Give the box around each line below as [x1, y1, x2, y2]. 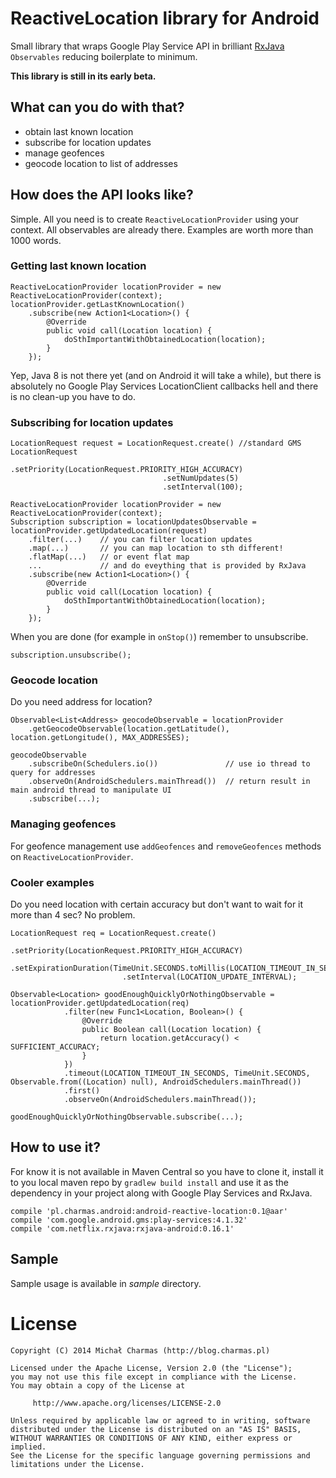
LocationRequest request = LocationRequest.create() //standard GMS [10, 438, 302, 449]
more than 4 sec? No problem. [10, 909, 136, 921]
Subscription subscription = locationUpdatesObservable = [10, 517, 257, 527]
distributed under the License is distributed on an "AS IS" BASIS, [10, 1424, 302, 1434]
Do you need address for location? [10, 696, 153, 708]
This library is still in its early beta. [10, 70, 157, 82]
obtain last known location [24, 125, 134, 137]
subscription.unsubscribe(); [10, 650, 132, 661]
